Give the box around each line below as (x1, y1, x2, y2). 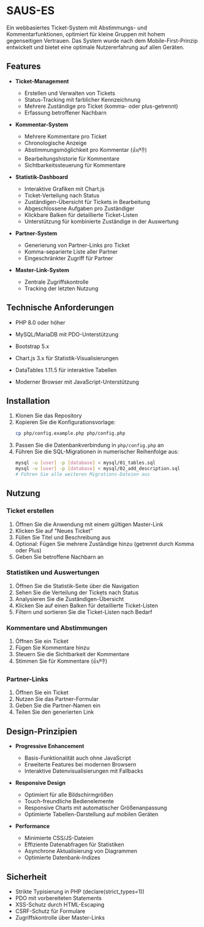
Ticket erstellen (6, 507, 54, 515)
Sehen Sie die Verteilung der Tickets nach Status (15, 589, 139, 596)
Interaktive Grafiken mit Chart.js (24, 185, 105, 192)
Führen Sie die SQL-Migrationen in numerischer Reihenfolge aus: (15, 448, 179, 455)
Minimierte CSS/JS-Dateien (24, 834, 94, 842)
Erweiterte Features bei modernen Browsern (24, 761, 137, 768)
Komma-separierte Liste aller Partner (24, 248, 118, 255)
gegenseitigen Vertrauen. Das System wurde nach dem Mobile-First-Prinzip (6, 37, 198, 44)
